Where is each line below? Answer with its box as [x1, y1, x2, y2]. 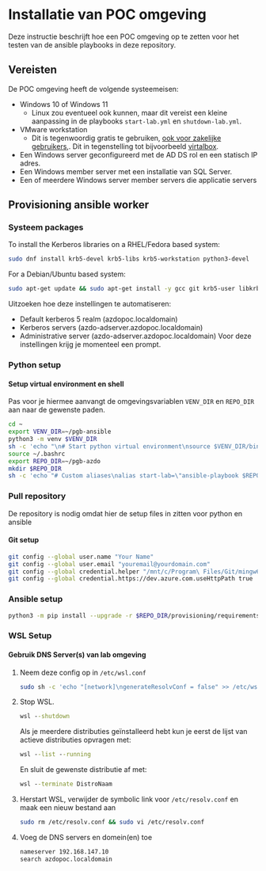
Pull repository [8, 491, 66, 502]
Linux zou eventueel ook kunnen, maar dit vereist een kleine [31, 108, 228, 117]
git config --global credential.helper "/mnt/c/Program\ [8, 568, 200, 576]
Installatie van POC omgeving [8, 6, 207, 24]
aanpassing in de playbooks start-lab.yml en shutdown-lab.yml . [31, 116, 242, 126]
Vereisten [8, 63, 57, 77]
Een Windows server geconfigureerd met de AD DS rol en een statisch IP [19, 150, 258, 159]
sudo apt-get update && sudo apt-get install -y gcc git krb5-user [8, 285, 236, 293]
